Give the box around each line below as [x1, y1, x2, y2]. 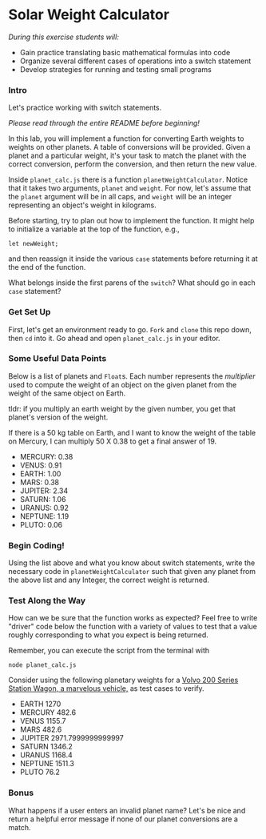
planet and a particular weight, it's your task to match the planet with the [8, 151, 247, 161]
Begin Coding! [8, 540, 66, 551]
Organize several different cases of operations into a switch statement [19, 56, 252, 66]
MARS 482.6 [19, 725, 62, 734]
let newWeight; [8, 240, 59, 248]
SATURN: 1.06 [19, 494, 66, 504]
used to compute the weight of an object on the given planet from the [8, 379, 237, 389]
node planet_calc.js [8, 661, 77, 669]
